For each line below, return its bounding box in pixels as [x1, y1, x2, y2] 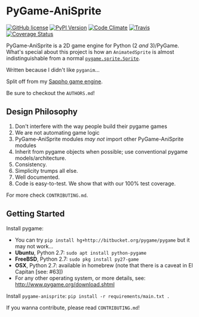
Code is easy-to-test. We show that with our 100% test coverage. [14, 179, 176, 187]
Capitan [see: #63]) [14, 268, 63, 275]
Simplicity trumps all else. [14, 167, 78, 174]
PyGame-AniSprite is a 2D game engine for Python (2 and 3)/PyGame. [6, 42, 179, 49]
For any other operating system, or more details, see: [14, 274, 146, 282]
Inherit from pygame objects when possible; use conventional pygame [14, 148, 188, 155]
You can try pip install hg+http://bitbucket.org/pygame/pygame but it [14, 236, 190, 243]
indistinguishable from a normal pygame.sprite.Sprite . [6, 54, 140, 62]
